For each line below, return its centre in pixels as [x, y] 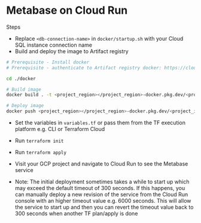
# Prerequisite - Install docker [48, 62]
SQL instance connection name [54, 45]
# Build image [24, 89]
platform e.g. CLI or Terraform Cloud [60, 129]
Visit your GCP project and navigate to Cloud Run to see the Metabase [101, 164]
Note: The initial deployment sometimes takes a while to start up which [102, 182]
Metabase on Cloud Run [67, 10]
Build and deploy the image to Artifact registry [71, 51]
